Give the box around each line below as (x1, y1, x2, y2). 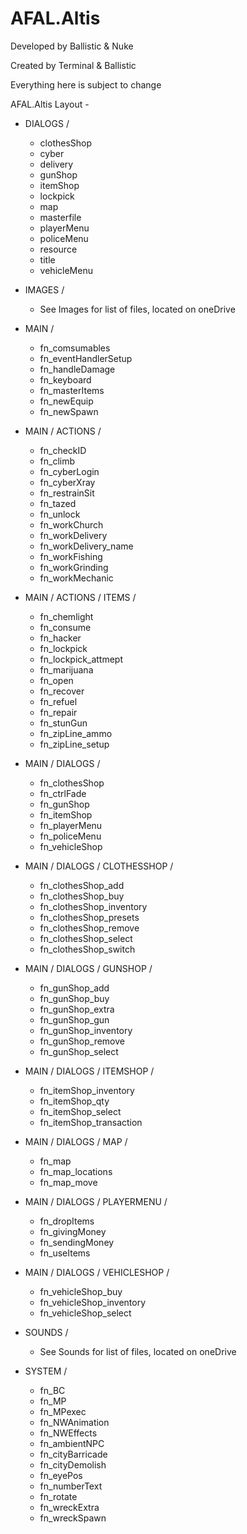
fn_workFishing (39, 550, 103, 562)
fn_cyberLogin (39, 465, 100, 477)
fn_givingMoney (39, 1225, 107, 1237)
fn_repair (39, 706, 78, 718)
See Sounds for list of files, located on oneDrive (39, 1345, 237, 1357)
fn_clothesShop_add (39, 879, 125, 891)
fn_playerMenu (39, 819, 103, 831)
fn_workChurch (39, 518, 104, 531)
